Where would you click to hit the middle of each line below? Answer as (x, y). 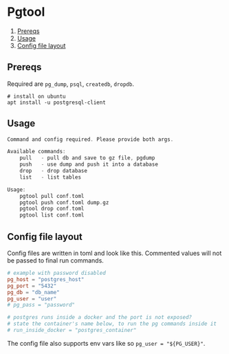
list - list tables (50, 177)
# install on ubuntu (37, 96)
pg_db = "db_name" (33, 292)
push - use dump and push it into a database (89, 165)
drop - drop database (54, 171)
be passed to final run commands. (56, 261)
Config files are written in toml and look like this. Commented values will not (115, 253)
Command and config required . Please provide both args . (90, 139)
